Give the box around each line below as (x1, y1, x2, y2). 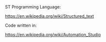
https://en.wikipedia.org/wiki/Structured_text (5, 13, 94, 19)
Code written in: (5, 22, 37, 28)
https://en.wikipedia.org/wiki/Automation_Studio (5, 32, 101, 37)
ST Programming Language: (5, 4, 61, 10)
